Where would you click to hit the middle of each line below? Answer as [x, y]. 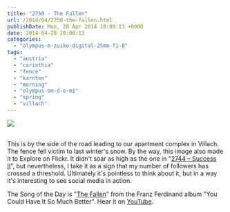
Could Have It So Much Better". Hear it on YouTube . [80, 201]
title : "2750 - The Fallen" [48, 14]
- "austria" [31, 59]
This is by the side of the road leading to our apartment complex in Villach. [113, 143]
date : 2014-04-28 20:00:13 [46, 33]
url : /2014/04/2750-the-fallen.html [60, 20]
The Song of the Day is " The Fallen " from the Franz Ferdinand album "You [112, 194]
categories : [24, 39]
